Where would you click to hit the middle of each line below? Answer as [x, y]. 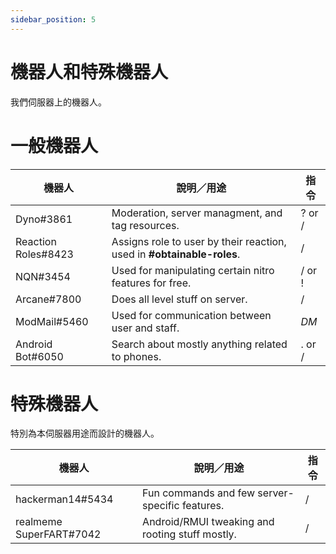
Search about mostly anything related [199, 344]
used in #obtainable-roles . [176, 254]
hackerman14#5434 [64, 499]
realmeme [39, 522]
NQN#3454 [43, 276]
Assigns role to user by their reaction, [199, 241]
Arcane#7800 [48, 299]
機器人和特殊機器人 [89, 72]
